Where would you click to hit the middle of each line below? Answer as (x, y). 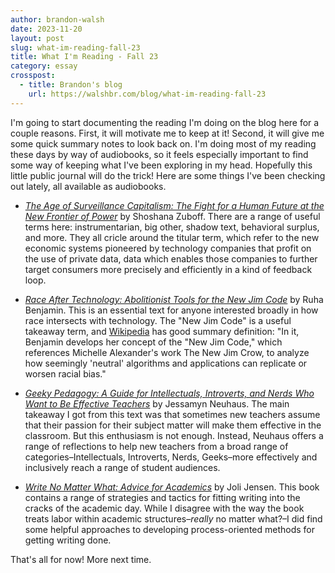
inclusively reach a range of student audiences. (122, 467)
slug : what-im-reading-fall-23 (75, 47)
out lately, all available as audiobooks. (88, 186)
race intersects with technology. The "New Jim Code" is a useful (158, 320)
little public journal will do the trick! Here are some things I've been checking (168, 175)
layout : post (37, 38)
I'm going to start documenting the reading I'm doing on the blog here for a (165, 122)
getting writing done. (68, 540)
